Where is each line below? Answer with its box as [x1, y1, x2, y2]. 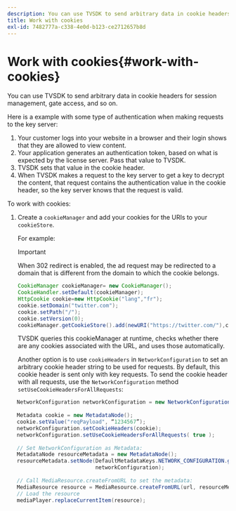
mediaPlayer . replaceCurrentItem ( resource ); [16, 496, 146, 504]
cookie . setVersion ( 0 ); [17, 315, 84, 322]
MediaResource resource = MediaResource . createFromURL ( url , [16, 484, 197, 491]
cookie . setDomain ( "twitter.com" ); [17, 302, 119, 309]
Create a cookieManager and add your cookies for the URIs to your [17, 213, 208, 222]
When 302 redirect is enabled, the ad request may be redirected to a [17, 261, 216, 270]
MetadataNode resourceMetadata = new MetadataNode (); [16, 451, 178, 458]
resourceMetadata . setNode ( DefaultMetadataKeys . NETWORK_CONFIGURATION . [16, 458, 228, 465]
